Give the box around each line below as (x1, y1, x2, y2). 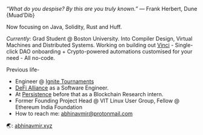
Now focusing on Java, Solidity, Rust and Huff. (6, 24, 122, 30)
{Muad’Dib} (6, 12, 35, 19)
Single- (175, 42, 193, 48)
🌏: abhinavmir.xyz (6, 122, 53, 129)
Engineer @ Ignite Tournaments (15, 78, 95, 85)
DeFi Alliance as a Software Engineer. (15, 84, 109, 91)
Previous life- (6, 66, 40, 73)
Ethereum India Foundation (15, 104, 83, 111)
